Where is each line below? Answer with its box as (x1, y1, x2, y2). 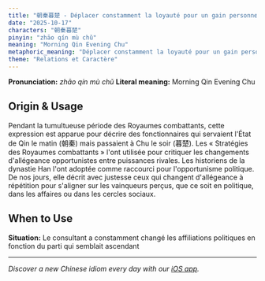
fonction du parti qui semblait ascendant (8, 241, 140, 250)
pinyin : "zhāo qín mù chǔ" (8, 33, 97, 42)
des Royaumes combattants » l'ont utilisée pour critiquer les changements (8, 147, 250, 157)
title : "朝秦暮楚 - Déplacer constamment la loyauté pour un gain (8, 11, 226, 20)
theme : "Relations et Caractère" (8, 56, 118, 64)
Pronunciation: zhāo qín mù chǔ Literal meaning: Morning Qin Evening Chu (8, 76, 256, 87)
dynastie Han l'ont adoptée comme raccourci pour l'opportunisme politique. (8, 164, 255, 173)
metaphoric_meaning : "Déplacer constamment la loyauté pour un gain (8, 48, 238, 56)
